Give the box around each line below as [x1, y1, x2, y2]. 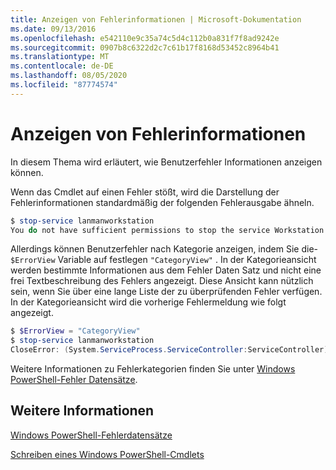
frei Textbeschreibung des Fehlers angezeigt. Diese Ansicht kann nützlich [10, 275, 314, 287]
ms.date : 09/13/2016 [10, 24, 97, 34]
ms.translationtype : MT [10, 52, 110, 62]
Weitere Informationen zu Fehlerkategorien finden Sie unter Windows [10, 363, 296, 375]
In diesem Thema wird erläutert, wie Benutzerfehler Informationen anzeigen [10, 156, 323, 168]
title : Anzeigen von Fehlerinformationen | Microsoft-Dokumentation [10, 14, 302, 25]
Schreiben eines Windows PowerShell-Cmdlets [10, 448, 205, 460]
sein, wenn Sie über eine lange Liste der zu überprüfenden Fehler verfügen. [10, 286, 323, 298]
